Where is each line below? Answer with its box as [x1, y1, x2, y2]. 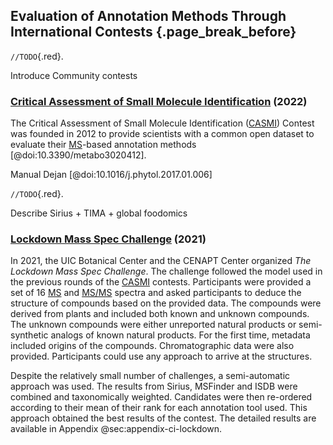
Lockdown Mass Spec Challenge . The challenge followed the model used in [10, 265, 323, 278]
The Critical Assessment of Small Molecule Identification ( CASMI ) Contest [10, 117, 315, 129]
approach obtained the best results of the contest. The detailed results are [10, 412, 317, 424]
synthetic [10, 329, 49, 341]
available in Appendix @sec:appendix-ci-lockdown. [10, 423, 223, 435]
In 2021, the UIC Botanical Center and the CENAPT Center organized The [10, 255, 312, 267]
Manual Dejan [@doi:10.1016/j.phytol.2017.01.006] [10, 169, 213, 181]
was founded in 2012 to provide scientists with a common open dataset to [10, 128, 315, 140]
